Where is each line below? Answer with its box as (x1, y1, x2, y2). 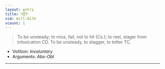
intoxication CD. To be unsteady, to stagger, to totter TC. (17, 39, 131, 45)
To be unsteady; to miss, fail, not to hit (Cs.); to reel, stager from (17, 34, 147, 40)
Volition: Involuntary (12, 49, 53, 54)
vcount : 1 (5, 20, 26, 26)
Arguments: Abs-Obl (12, 54, 54, 60)
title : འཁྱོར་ (5, 12, 28, 17)
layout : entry (5, 7, 34, 12)
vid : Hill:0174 (5, 16, 36, 21)
